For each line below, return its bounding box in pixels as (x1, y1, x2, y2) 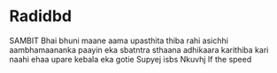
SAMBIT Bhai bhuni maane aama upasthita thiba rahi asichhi (9, 35, 228, 46)
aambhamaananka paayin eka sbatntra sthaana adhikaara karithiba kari (9, 44, 269, 55)
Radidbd (9, 6, 73, 26)
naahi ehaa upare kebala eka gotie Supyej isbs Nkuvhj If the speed (9, 54, 252, 64)
